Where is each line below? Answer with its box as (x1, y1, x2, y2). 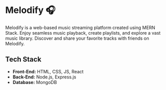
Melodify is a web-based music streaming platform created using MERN (5, 24, 155, 31)
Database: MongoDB (12, 79, 57, 85)
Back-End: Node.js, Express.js (12, 74, 76, 80)
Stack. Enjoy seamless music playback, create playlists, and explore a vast (5, 30, 161, 36)
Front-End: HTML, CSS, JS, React (12, 68, 84, 74)
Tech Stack (5, 55, 41, 64)
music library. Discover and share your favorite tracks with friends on (5, 35, 149, 41)
